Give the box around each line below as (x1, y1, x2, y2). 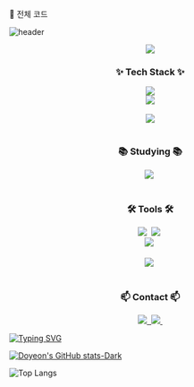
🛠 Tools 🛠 (126, 202, 174, 215)
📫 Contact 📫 (120, 290, 181, 303)
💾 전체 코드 (9, 9, 48, 19)
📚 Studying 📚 (117, 145, 183, 158)
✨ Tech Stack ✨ (115, 65, 185, 78)
